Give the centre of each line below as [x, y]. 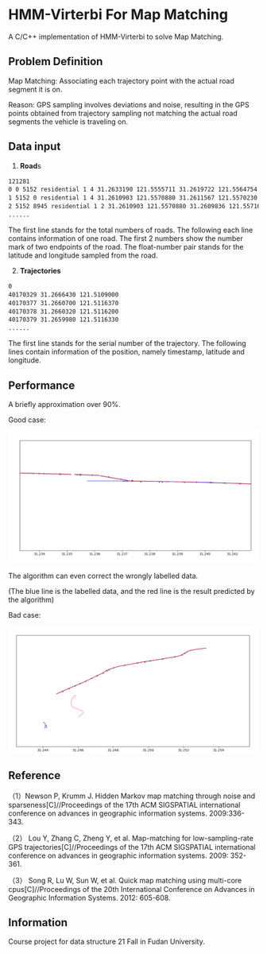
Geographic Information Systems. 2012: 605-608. [89, 898]
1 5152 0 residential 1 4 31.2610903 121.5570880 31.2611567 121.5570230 [133, 198]
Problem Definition [56, 62]
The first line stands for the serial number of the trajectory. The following [127, 343]
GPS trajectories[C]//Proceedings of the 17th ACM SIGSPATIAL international [132, 847]
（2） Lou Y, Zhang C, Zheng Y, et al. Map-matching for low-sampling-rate [131, 838]
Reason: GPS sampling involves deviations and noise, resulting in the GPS [129, 104]
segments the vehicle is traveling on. [68, 122]
